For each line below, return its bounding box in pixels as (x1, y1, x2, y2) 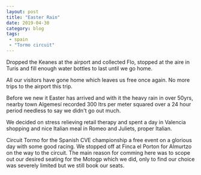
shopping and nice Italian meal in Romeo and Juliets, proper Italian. (6, 125, 172, 132)
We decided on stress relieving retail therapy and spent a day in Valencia (6, 118, 186, 125)
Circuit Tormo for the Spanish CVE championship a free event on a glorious (6, 136, 192, 143)
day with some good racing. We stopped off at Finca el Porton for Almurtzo (6, 143, 192, 150)
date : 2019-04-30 (6, 20, 50, 26)
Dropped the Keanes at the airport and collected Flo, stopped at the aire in (6, 58, 190, 66)
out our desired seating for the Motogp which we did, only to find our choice (6, 155, 195, 162)
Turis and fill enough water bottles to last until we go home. (6, 65, 153, 72)
